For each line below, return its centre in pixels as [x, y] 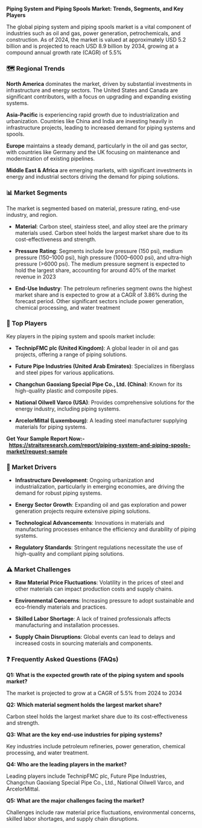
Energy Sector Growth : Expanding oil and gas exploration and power [101, 505]
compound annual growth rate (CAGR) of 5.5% [64, 53]
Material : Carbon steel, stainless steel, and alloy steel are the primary [101, 226]
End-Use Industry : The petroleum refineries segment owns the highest [103, 288]
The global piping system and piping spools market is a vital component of [99, 27]
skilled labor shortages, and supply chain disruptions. [73, 818]
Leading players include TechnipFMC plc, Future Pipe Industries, [87, 776]
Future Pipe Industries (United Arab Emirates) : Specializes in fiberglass [105, 366]
